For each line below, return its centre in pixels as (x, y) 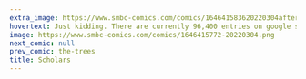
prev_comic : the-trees (52, 52)
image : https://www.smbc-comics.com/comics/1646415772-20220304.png (142, 35)
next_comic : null (42, 43)
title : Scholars (40, 60)
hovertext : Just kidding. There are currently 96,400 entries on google (150, 26)
